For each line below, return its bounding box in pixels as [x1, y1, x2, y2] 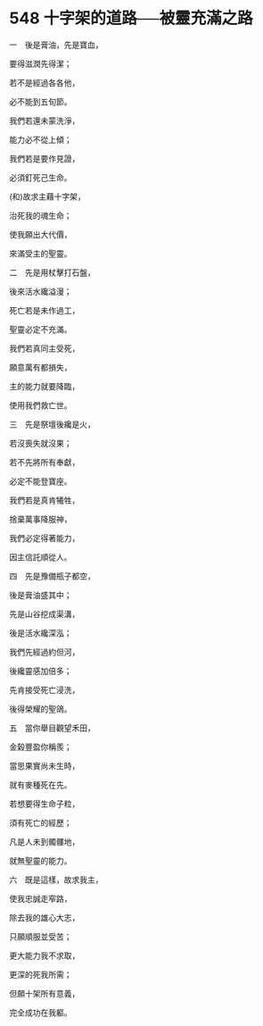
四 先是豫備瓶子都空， [9, 571, 95, 581]
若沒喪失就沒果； [9, 438, 72, 448]
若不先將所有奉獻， [9, 456, 80, 467]
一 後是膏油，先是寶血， [9, 39, 103, 50]
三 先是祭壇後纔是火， [9, 419, 95, 430]
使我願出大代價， [9, 229, 72, 239]
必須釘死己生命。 [9, 171, 72, 183]
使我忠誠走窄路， [9, 893, 72, 904]
